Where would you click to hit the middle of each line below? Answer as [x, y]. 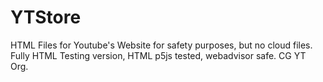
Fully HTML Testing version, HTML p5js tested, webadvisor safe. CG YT [158, 55]
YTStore [46, 17]
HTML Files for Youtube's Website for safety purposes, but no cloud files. [161, 45]
